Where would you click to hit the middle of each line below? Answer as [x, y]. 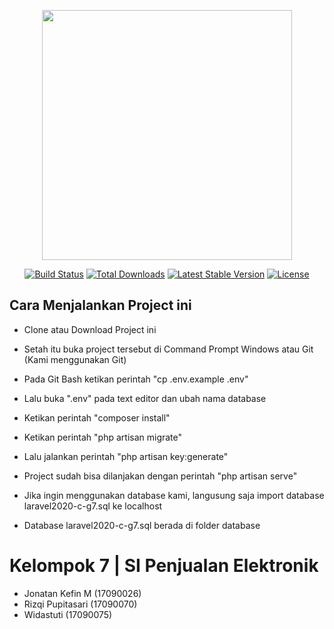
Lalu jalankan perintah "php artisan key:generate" [126, 456]
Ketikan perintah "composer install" [97, 417]
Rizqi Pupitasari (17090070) [80, 604]
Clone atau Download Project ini [90, 329]
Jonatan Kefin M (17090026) [82, 593]
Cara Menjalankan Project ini [100, 305]
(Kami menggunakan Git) [75, 359]
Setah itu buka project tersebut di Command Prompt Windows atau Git [168, 349]
